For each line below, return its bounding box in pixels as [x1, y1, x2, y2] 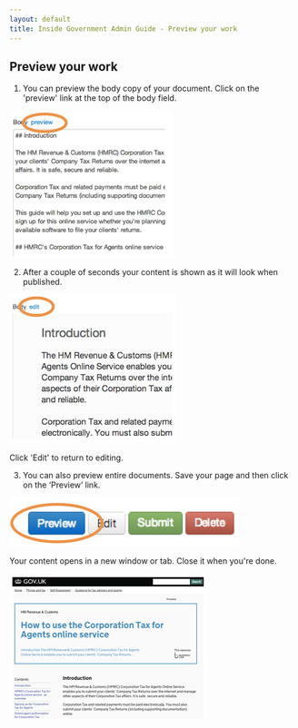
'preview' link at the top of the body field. [22, 93, 177, 103]
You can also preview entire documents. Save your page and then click [22, 470, 289, 481]
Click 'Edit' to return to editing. [9, 452, 124, 463]
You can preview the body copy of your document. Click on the [22, 83, 260, 94]
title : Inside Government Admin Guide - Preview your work [9, 24, 238, 34]
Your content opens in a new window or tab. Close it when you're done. [9, 556, 277, 566]
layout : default [9, 15, 71, 24]
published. [22, 277, 63, 288]
